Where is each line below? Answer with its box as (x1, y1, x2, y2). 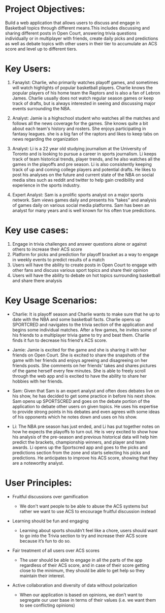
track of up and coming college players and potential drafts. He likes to (12, 166, 156, 172)
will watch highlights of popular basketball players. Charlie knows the (12, 85, 153, 91)
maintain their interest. (19, 573, 66, 579)
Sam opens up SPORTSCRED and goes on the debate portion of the (12, 398, 150, 404)
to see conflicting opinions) (19, 602, 75, 608)
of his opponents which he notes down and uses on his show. (12, 414, 138, 419)
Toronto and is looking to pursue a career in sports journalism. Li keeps (12, 151, 157, 157)
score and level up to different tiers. (5, 46, 77, 52)
